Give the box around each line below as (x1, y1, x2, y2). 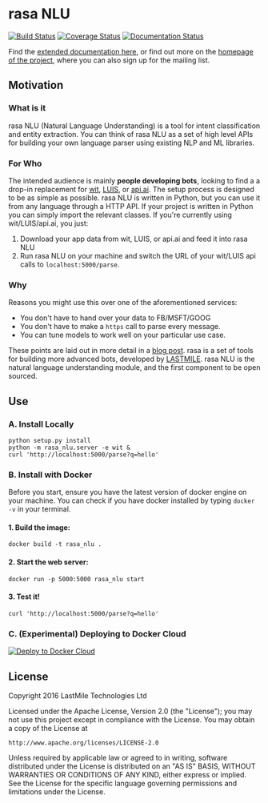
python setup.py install (8, 436, 91, 444)
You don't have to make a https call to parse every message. (19, 322, 221, 331)
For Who (8, 158, 42, 169)
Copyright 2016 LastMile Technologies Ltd (8, 690, 147, 701)
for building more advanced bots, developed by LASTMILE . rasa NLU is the (8, 354, 255, 364)
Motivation (8, 78, 64, 92)
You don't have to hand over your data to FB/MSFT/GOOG (19, 313, 211, 323)
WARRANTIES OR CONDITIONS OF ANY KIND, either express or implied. (8, 769, 246, 779)
